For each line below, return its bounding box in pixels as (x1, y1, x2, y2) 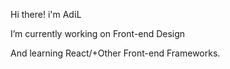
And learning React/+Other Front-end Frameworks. (10, 47, 221, 59)
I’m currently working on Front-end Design (10, 28, 186, 39)
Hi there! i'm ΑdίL (10, 9, 82, 20)
